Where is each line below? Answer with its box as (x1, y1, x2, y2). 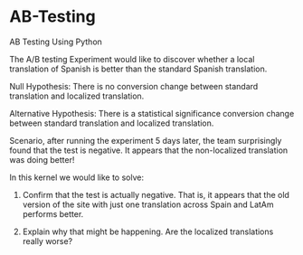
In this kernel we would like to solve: (9, 172, 145, 183)
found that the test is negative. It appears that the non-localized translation (9, 145, 289, 156)
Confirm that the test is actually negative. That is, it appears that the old (22, 189, 289, 200)
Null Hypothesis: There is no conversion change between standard (9, 80, 259, 91)
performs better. (22, 208, 84, 219)
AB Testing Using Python (9, 36, 102, 47)
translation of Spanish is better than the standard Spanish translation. (9, 63, 268, 74)
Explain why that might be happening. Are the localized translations (22, 226, 274, 237)
